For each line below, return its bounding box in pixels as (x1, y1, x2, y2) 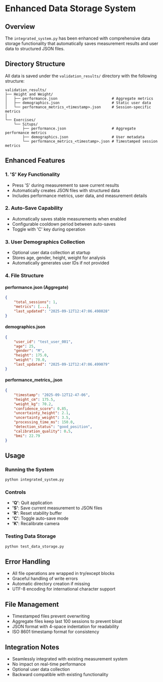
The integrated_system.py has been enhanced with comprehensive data (5, 35, 150, 41)
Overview (5, 22, 36, 31)
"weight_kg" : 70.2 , (14, 401, 54, 406)
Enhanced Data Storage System (5, 3, 136, 14)
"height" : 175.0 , (14, 353, 49, 358)
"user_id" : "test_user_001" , (14, 339, 73, 344)
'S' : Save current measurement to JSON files (12, 505, 103, 511)
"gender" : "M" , (14, 348, 45, 353)
